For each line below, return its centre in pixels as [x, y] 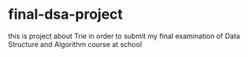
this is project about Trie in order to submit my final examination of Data [124, 36]
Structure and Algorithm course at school [75, 44]
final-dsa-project [66, 14]
